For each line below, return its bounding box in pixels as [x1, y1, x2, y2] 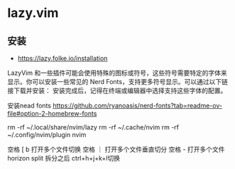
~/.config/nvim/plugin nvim [7, 131, 87, 139]
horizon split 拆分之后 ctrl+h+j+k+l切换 [7, 154, 121, 162]
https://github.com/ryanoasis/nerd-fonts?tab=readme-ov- [53, 101, 222, 110]
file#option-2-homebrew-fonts [7, 110, 97, 117]
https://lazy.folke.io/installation [17, 54, 108, 62]
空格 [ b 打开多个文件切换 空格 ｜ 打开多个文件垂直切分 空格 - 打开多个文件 [7, 145, 225, 153]
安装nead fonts [7, 101, 52, 110]
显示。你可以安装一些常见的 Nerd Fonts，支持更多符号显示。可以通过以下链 [7, 78, 229, 86]
